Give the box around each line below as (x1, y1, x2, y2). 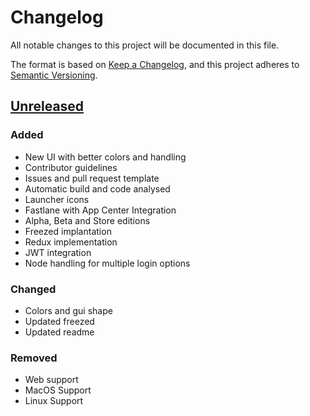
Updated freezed (24, 315, 95, 327)
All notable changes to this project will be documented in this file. (10, 39, 280, 51)
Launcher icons (24, 193, 90, 205)
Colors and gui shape (24, 304, 113, 316)
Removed (10, 351, 58, 365)
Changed (10, 282, 57, 296)
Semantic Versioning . (10, 69, 98, 81)
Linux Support (24, 395, 84, 407)
